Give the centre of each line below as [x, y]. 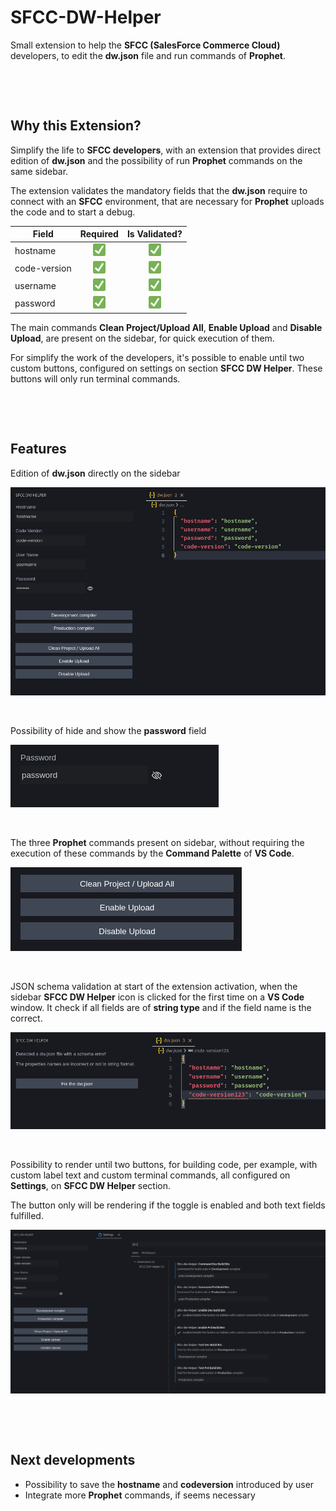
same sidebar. [39, 171]
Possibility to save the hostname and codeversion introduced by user [169, 1484]
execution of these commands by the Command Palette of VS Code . [152, 853]
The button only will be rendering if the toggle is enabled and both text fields [168, 1205]
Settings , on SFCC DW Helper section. [91, 1185]
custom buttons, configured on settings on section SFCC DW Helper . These [166, 368]
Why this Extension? [76, 126]
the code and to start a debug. [73, 212]
